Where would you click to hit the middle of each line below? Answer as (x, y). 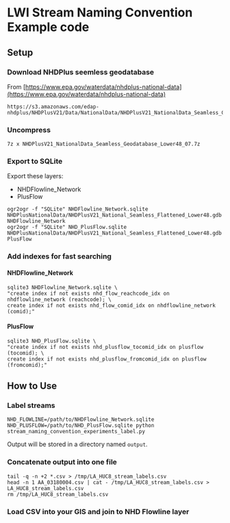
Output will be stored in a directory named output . (77, 444)
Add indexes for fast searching (59, 256)
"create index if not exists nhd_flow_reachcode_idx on (88, 293)
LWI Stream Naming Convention (100, 13)
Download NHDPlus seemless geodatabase (81, 72)
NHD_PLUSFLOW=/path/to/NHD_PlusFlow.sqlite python (81, 426)
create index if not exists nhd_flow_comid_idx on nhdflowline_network (111, 305)
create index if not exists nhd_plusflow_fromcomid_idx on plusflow (107, 359)
